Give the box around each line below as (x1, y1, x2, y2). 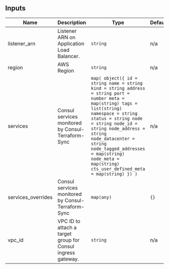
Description (57, 19, 87, 26)
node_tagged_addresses (91, 146, 145, 152)
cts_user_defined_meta (91, 166, 145, 172)
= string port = (91, 90, 130, 96)
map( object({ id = (91, 75, 138, 81)
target (57, 230, 72, 237)
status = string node (91, 115, 143, 121)
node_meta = (91, 156, 120, 162)
